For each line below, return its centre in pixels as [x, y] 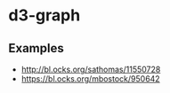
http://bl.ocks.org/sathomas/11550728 [91, 69]
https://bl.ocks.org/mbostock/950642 [91, 79]
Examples [36, 48]
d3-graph [45, 15]
